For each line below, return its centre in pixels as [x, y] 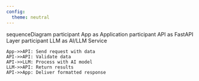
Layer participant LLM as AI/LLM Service [57, 40]
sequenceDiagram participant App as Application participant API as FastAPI [100, 34]
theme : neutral [31, 17]
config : [16, 12]
